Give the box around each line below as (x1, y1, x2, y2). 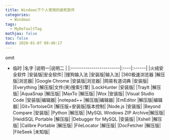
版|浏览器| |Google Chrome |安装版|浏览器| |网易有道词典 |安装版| (12, 77, 149, 84)
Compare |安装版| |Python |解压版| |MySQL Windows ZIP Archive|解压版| (12, 109, 165, 116)
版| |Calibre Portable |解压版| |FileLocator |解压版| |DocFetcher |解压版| (12, 122, 161, 128)
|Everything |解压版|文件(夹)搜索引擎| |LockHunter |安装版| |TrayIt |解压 (12, 84, 161, 90)
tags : (5, 21, 17, 27)
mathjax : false (5, 31, 38, 36)
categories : (5, 12, 30, 17)
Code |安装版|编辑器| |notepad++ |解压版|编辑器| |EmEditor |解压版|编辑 (12, 97, 163, 103)
